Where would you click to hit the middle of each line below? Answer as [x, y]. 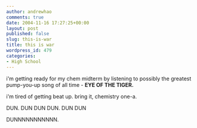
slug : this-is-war [29, 39]
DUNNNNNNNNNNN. [33, 119]
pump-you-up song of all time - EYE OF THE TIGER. [70, 85]
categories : [21, 56]
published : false [28, 34]
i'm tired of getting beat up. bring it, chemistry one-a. [72, 96]
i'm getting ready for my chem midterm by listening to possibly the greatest [99, 79]
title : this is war [30, 45]
